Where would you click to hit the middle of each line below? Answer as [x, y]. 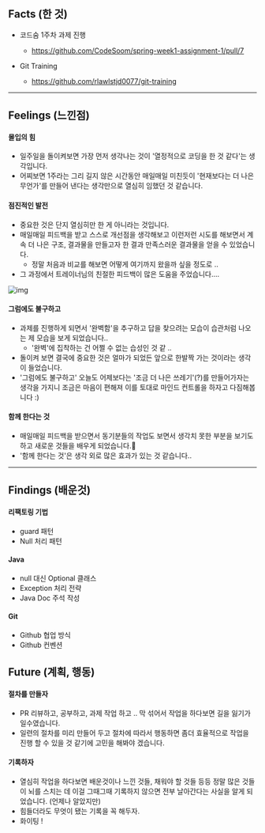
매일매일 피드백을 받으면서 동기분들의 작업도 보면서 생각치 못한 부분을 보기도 [136, 436]
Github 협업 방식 [45, 635]
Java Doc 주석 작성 [50, 598]
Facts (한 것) [38, 14]
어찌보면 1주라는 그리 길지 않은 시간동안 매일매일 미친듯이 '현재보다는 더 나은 [137, 176]
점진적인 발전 [28, 205]
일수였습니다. [40, 723]
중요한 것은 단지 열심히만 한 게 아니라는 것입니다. [94, 225]
